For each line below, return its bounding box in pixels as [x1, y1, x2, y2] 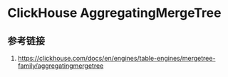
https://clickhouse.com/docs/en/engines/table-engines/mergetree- [17, 54, 216, 62]
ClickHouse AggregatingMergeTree [7, 5, 222, 21]
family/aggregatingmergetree [17, 61, 104, 70]
